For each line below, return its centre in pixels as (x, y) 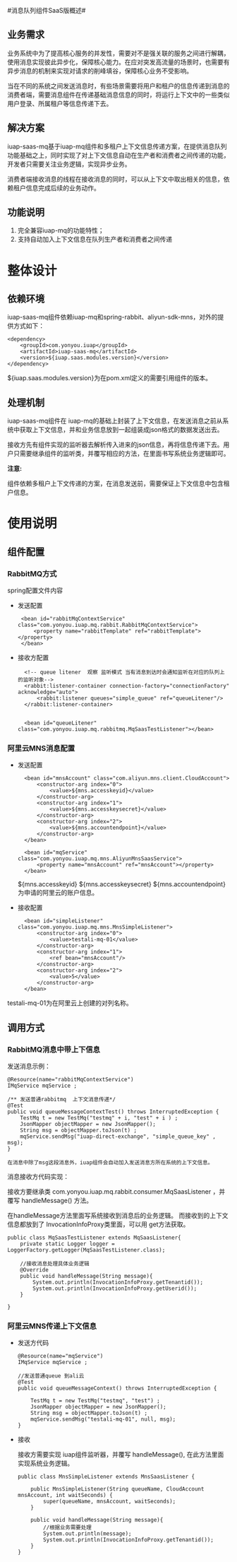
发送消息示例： (29, 1067)
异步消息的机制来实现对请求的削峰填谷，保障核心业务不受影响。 (100, 71)
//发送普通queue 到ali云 (51, 1376)
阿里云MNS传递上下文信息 (52, 1326)
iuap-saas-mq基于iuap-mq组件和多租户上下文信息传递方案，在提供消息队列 (117, 146)
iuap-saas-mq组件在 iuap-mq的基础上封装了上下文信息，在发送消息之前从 (115, 421)
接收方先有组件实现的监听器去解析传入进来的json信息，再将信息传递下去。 (115, 445)
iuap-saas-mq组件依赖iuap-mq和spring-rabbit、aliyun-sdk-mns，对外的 (113, 317)
